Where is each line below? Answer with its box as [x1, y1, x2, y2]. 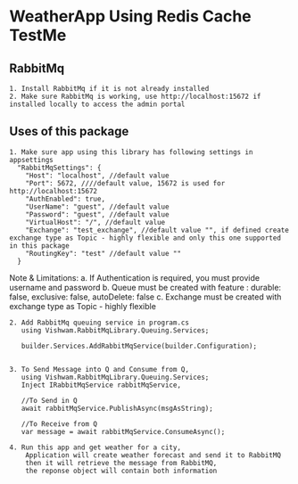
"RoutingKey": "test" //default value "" [25, 249, 181, 258]
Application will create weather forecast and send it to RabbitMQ [25, 450, 281, 460]
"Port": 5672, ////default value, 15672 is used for [25, 178, 226, 188]
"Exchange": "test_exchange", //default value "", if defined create [25, 226, 290, 234]
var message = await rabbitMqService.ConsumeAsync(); [21, 427, 226, 436]
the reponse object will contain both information [25, 466, 218, 475]
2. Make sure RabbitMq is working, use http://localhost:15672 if [9, 92, 261, 101]
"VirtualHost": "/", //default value [25, 217, 166, 226]
